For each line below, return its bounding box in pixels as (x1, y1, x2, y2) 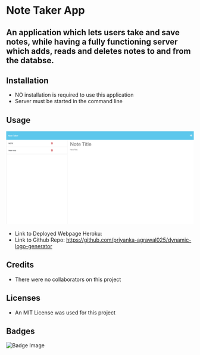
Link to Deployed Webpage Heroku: (14, 230, 102, 237)
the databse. (6, 55, 55, 66)
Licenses (6, 293, 40, 303)
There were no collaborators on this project (14, 276, 121, 283)
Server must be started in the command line (14, 98, 123, 105)
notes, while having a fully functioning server (6, 36, 178, 47)
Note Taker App (6, 4, 85, 17)
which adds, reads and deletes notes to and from (6, 46, 191, 56)
